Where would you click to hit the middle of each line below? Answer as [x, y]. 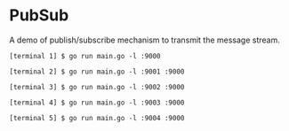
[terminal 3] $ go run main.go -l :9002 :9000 [97, 87]
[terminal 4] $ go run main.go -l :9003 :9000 [97, 103]
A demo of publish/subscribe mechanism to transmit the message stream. [144, 40]
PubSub [39, 15]
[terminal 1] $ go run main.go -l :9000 [85, 56]
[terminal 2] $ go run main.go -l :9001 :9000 [97, 72]
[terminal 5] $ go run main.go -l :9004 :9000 [97, 118]
